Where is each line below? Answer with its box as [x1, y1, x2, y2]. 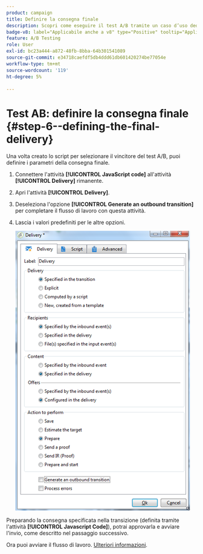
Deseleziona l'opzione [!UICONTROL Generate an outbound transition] [14, 200, 194, 208]
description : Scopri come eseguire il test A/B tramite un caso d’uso [6, 22, 188, 28]
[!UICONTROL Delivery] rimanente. [14, 177, 104, 185]
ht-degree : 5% [6, 73, 42, 80]
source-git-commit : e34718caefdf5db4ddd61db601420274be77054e [6, 54, 166, 61]
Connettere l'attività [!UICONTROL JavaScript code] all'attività [14, 171, 172, 178]
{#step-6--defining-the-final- [6, 120, 160, 133]
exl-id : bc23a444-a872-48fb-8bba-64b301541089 [6, 48, 126, 54]
